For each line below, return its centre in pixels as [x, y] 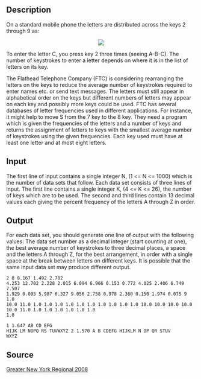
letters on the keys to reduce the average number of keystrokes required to [99, 84]
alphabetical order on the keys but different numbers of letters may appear [99, 97]
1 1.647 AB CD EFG [29, 326]
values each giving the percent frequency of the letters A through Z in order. [101, 202]
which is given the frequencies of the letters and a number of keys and [94, 123]
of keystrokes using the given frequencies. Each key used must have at [94, 136]
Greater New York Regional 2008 [47, 369]
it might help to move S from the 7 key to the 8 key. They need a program [97, 116]
